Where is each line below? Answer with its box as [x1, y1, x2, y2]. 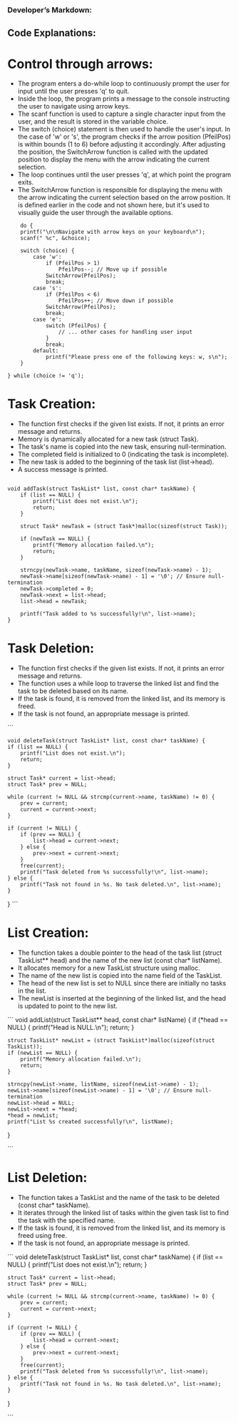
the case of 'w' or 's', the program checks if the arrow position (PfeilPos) [17, 132, 232, 141]
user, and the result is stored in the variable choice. [17, 117, 169, 126]
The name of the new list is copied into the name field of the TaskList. [17, 971, 222, 980]
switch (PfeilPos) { [45, 322, 107, 329]
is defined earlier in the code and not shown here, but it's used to [17, 201, 210, 209]
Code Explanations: [7, 27, 96, 39]
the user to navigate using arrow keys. [17, 102, 130, 111]
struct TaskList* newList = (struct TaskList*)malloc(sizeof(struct [7, 1037, 215, 1044]
